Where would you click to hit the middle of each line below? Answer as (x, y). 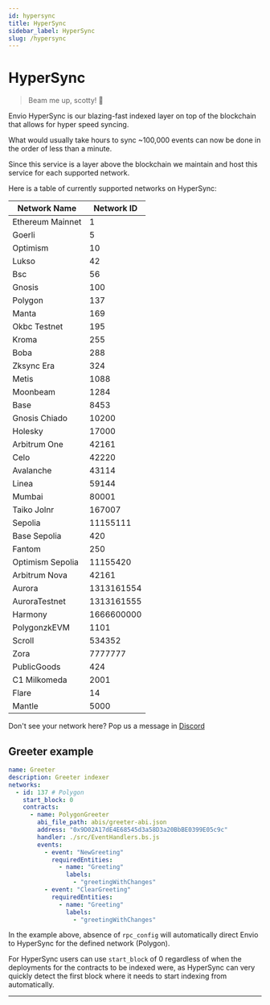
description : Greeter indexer (59, 777)
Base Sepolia (37, 536)
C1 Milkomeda (40, 680)
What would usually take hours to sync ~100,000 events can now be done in (135, 140)
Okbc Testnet (38, 327)
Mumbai (28, 497)
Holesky (28, 432)
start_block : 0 (48, 800)
